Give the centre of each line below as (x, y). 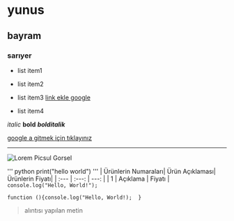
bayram (24, 36)
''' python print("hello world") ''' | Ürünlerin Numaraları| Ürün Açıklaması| (111, 171)
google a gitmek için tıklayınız (50, 138)
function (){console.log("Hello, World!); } (74, 197)
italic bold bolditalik (36, 124)
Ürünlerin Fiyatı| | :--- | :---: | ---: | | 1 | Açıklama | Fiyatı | (88, 179)
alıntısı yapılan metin (54, 210)
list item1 (30, 70)
